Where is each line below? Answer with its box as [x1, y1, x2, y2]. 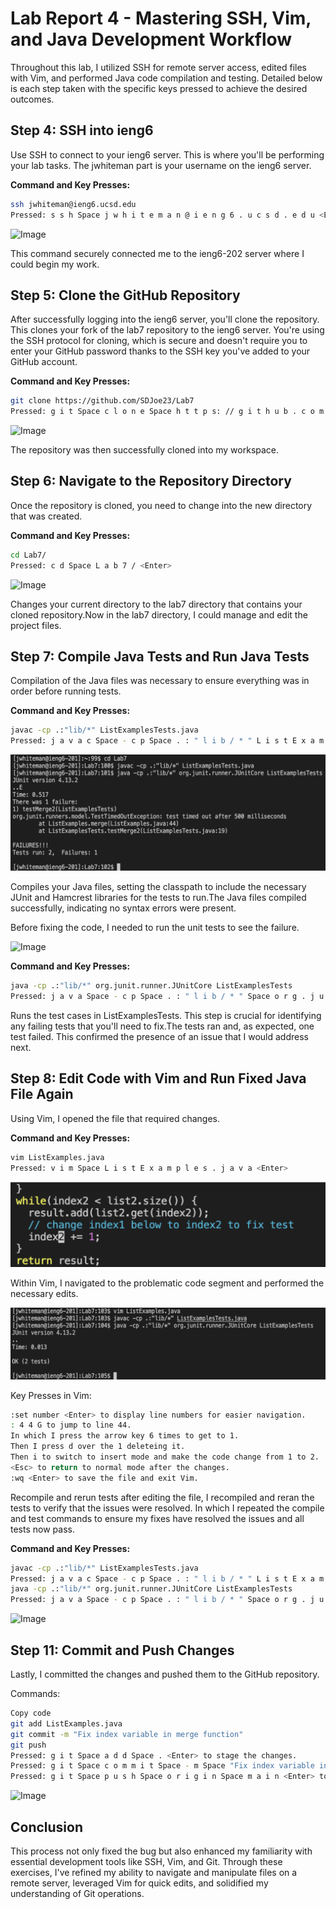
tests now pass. [10, 1523, 75, 1535]
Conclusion [10, 1818, 84, 1836]
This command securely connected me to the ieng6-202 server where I [10, 247, 305, 259]
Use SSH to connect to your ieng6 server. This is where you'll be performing [10, 148, 325, 161]
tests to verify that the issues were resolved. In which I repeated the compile [10, 1502, 325, 1514]
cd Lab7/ [10, 550, 47, 560]
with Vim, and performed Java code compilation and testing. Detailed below [10, 72, 323, 84]
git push [10, 1740, 47, 1750]
